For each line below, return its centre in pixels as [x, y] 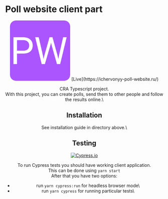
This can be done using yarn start [84, 170]
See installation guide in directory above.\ [84, 127]
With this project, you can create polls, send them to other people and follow [84, 94]
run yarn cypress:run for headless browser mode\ [88, 185]
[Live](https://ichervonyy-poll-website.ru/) [115, 79]
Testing [84, 143]
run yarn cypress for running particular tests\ [88, 191]
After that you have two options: [84, 176]
